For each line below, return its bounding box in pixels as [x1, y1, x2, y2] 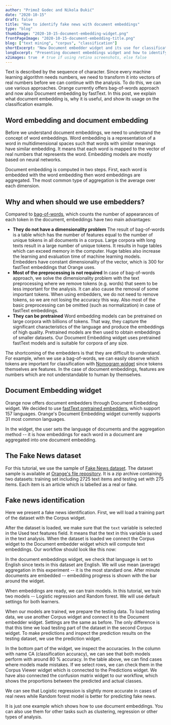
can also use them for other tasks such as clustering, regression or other [5, 709, 158, 715]
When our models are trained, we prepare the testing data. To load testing [5, 608, 160, 614]
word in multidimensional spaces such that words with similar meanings [5, 141, 156, 147]
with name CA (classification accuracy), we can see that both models [5, 651, 151, 657]
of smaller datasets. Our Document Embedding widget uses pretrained [12, 335, 161, 340]
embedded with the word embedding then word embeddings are [5, 172, 141, 178]
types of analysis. [5, 714, 42, 720]
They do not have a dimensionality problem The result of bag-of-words [12, 226, 165, 232]
